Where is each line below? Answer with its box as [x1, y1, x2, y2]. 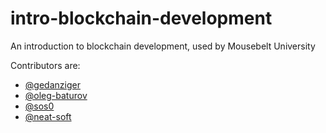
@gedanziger [24, 78, 81, 91]
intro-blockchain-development [10, 7, 273, 30]
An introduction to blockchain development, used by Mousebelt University [10, 40, 316, 52]
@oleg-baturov [24, 89, 88, 101]
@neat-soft [24, 110, 72, 122]
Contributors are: [10, 59, 81, 71]
